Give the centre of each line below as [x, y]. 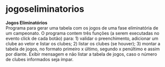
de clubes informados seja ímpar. [40, 59]
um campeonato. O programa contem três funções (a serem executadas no [82, 33]
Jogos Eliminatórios [27, 23]
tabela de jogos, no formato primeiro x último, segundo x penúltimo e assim [83, 49]
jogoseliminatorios [45, 9]
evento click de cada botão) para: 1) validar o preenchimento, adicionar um [82, 38]
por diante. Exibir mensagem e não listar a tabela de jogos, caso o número [82, 54]
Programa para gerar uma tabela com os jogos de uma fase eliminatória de [82, 28]
